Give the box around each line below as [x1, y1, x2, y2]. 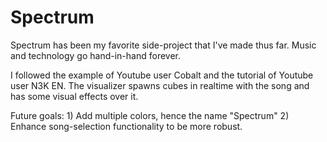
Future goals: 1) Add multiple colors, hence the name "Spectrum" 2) [10, 109, 290, 121]
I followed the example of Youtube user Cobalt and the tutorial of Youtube [10, 69, 314, 81]
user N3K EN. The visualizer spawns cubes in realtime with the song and [10, 79, 310, 91]
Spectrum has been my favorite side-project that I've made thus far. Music [10, 39, 317, 51]
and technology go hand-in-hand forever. [10, 49, 182, 61]
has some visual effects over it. [10, 90, 139, 102]
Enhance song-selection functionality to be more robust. [10, 120, 243, 132]
